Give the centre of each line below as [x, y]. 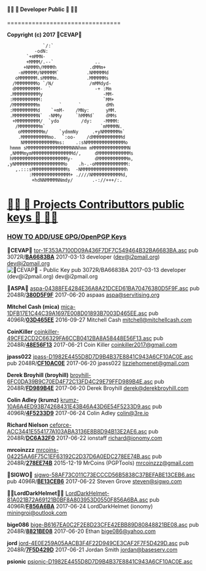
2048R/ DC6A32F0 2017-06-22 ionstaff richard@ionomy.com [85, 438]
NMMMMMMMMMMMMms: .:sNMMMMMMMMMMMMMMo [74, 143]
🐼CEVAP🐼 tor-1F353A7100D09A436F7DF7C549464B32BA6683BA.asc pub [103, 250]
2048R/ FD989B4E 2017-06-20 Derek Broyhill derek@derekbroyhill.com [98, 388]
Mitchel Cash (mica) [33, 306]
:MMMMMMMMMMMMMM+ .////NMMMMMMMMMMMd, [78, 175]
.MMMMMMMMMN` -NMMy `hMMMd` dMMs [63, 116]
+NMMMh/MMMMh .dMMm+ [64, 68]
